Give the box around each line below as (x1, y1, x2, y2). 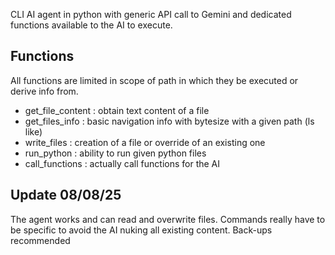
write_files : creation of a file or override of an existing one (24, 136, 266, 148)
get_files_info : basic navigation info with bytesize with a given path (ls (24, 115, 315, 127)
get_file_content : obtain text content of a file (24, 104, 210, 116)
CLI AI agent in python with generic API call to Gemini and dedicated (10, 9, 292, 20)
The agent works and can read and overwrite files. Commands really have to (10, 213, 326, 225)
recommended (10, 234, 71, 246)
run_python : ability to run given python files (24, 147, 207, 159)
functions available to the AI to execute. (10, 19, 173, 31)
